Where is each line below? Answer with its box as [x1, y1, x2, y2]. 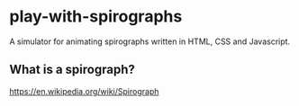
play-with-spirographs [9, 6, 183, 27]
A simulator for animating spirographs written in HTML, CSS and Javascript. [9, 36, 291, 47]
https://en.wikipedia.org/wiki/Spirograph [9, 85, 159, 96]
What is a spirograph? [9, 62, 135, 77]
